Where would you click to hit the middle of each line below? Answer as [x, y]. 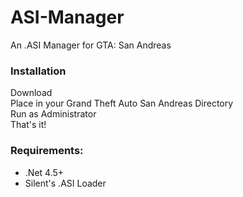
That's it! [28, 125]
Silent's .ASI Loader [65, 183]
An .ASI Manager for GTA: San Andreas [91, 45]
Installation [38, 71]
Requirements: [47, 151]
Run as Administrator [53, 114]
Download [31, 93]
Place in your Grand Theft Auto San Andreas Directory [122, 103]
